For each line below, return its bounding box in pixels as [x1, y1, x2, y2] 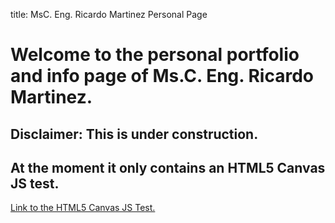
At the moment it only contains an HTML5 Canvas [10, 159, 326, 176]
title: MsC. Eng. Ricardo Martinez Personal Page [10, 9, 208, 20]
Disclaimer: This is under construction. [10, 125, 259, 143]
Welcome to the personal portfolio [10, 44, 300, 66]
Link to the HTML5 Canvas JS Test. [10, 202, 156, 214]
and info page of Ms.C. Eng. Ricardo [10, 65, 314, 88]
